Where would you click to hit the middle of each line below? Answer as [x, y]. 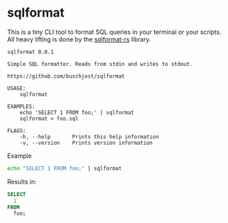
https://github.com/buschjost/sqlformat [66, 76]
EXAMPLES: [21, 106]
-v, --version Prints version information [86, 143]
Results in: [22, 181]
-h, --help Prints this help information [89, 136]
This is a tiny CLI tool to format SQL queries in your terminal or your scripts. [114, 32]
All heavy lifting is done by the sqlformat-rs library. [79, 39]
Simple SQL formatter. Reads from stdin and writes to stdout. [100, 64]
